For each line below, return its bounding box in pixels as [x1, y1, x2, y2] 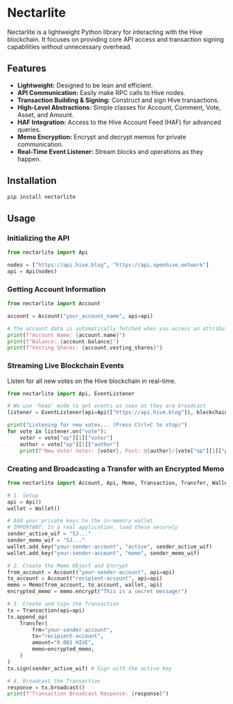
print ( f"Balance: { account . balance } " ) [7, 338, 119, 345]
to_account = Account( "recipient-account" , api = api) [7, 575, 163, 582]
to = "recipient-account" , [32, 633, 104, 639]
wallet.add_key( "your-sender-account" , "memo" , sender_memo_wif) [7, 549, 200, 556]
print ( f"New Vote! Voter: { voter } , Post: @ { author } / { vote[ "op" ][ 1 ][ [19, 447, 222, 454]
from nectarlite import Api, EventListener [7, 390, 135, 397]
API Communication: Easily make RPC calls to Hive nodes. [17, 88, 186, 96]
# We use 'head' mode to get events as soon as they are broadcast [7, 402, 207, 410]
